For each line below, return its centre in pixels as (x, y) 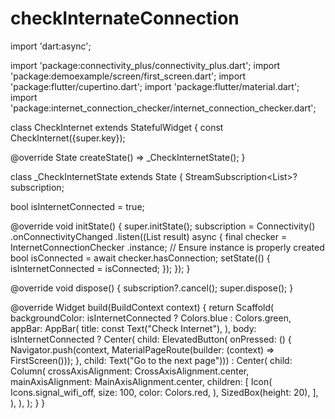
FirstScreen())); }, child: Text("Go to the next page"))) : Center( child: (151, 360)
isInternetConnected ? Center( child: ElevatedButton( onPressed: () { (151, 339)
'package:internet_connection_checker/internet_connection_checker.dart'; (163, 108)
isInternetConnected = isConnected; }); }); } (100, 268)
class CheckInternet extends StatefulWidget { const (117, 127)
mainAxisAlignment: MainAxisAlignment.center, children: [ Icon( (141, 381)
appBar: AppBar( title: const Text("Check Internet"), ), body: (133, 328)
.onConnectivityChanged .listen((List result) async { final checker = (149, 236)
